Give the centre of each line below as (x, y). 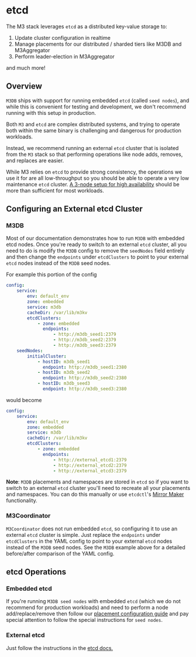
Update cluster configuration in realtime (63, 38)
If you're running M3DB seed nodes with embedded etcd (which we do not (94, 601)
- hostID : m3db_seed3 (64, 384)
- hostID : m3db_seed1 (64, 362)
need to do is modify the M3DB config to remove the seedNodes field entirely (95, 251)
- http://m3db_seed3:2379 (85, 345)
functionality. (22, 501)
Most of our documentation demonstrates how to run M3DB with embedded (95, 239)
